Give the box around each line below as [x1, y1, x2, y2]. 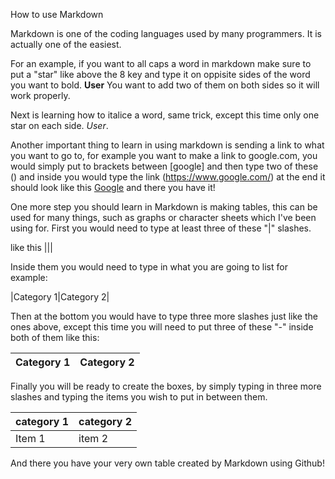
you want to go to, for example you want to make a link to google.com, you [10, 150, 318, 161]
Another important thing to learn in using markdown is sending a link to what [10, 139, 325, 151]
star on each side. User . [10, 120, 109, 131]
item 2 [78, 432, 109, 445]
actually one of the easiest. [10, 39, 122, 50]
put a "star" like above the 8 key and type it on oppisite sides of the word [10, 69, 311, 80]
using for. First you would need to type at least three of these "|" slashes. [10, 222, 312, 234]
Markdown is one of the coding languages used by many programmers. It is [10, 28, 322, 39]
